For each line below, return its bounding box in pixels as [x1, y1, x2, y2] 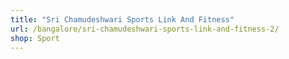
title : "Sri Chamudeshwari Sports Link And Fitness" [10, 14, 235, 25]
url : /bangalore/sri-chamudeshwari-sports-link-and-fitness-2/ [10, 24, 280, 34]
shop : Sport [10, 33, 60, 43]
